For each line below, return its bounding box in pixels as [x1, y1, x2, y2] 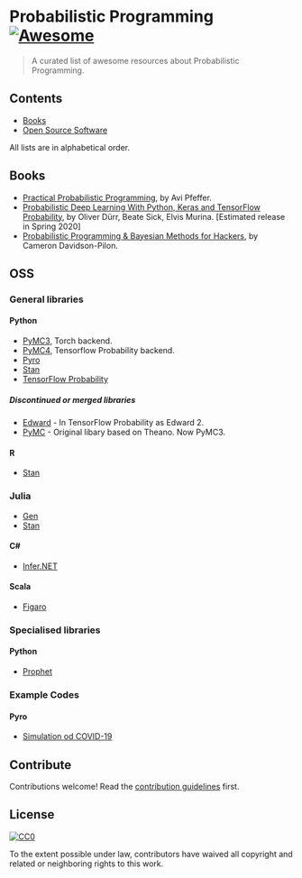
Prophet [22, 666, 52, 677]
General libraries [9, 293, 84, 306]
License [9, 807, 55, 822]
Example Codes [9, 689, 79, 700]
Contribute [9, 757, 72, 773]
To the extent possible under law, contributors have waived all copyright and [9, 848, 293, 859]
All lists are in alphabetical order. [9, 142, 131, 152]
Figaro [22, 601, 47, 612]
